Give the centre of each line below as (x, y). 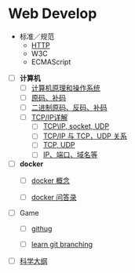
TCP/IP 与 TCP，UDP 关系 (85, 136)
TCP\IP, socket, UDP (76, 126)
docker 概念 (51, 180)
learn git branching (62, 244)
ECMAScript (51, 62)
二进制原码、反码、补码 (69, 107)
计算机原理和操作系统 (66, 88)
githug (42, 228)
